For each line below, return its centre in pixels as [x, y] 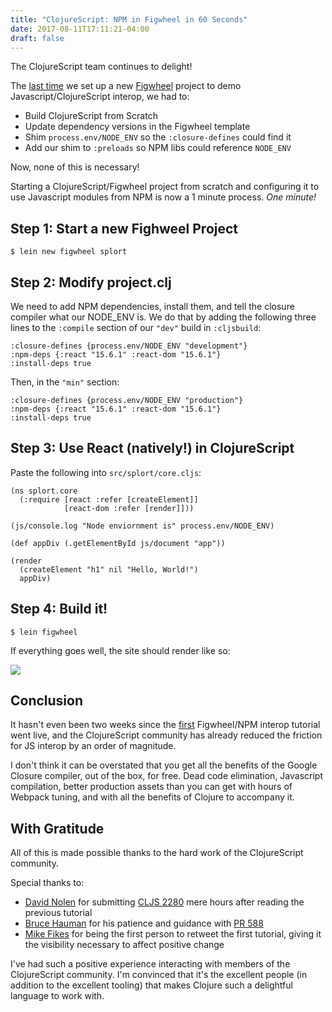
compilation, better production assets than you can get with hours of [151, 787]
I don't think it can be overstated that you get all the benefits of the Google [164, 765]
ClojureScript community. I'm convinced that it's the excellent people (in [159, 975]
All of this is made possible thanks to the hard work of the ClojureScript [157, 853]
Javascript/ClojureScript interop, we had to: [100, 97]
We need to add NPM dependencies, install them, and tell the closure [152, 306]
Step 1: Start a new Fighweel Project [124, 228]
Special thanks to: [47, 883]
